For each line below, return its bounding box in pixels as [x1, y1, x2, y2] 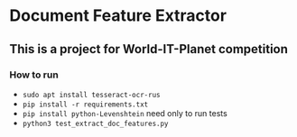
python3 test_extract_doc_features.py [22, 119, 169, 128]
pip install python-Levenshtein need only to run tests [22, 107, 227, 118]
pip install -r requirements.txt [22, 100, 149, 109]
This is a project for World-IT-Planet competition [9, 41, 289, 57]
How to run [9, 68, 59, 81]
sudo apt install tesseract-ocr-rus [22, 90, 161, 99]
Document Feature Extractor [9, 5, 227, 26]
